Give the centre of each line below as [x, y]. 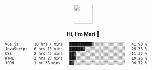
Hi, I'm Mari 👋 [83, 34]
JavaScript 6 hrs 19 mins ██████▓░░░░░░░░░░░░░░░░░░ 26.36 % [76, 49]
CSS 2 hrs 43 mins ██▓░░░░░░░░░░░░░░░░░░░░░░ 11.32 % [76, 54]
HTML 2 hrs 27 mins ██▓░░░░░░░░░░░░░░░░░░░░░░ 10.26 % [76, 58]
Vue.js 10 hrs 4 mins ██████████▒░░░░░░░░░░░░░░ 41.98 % [76, 44]
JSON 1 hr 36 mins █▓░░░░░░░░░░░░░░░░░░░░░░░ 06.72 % [76, 63]
